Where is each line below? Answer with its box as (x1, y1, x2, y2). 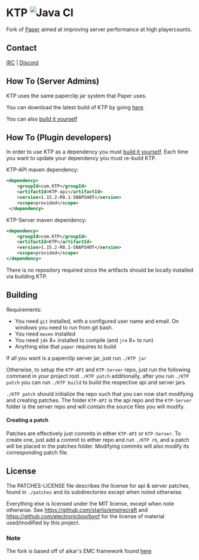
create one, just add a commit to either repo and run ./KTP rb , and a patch (6, 436, 189, 443)
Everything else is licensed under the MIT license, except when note (6, 500, 174, 507)
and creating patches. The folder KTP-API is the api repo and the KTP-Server (6, 396, 192, 404)
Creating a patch (6, 417, 49, 424)
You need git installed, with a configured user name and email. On (14, 317, 179, 325)
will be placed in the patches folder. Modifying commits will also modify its (6, 442, 189, 450)
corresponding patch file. (6, 448, 69, 456)
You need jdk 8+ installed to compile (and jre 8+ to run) (14, 336, 154, 343)
